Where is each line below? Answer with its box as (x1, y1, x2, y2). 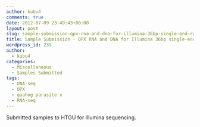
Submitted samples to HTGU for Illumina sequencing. (6, 114, 136, 121)
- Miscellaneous (11, 64, 52, 70)
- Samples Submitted (11, 70, 62, 76)
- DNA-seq (11, 81, 36, 87)
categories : (6, 58, 36, 64)
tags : (6, 75, 20, 81)
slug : (6, 31, 20, 37)
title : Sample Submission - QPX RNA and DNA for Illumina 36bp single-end (6, 36, 196, 42)
